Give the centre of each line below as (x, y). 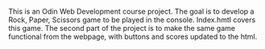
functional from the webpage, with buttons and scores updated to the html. (133, 36)
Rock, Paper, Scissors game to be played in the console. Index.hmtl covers (132, 20)
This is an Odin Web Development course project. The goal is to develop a (131, 11)
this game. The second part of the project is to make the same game (122, 28)
